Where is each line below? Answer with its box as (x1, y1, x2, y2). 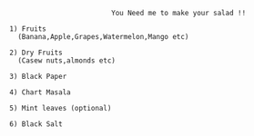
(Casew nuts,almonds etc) (17, 56, 117, 65)
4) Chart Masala (9, 88, 71, 97)
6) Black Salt (9, 120, 63, 129)
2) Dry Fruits (9, 48, 63, 57)
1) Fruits (9, 24, 46, 34)
